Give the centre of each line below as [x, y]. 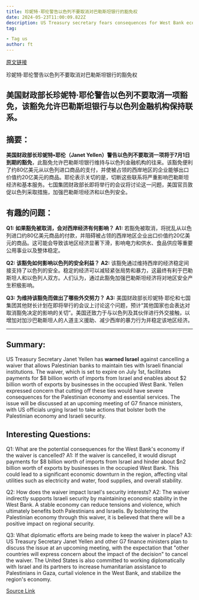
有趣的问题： [30, 212]
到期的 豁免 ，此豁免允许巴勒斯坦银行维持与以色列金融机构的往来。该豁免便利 [99, 162]
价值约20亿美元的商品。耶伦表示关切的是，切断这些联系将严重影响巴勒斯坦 [98, 177]
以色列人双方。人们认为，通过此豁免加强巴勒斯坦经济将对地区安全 [107, 278]
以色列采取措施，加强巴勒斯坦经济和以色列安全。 [71, 192]
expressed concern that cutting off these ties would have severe [85, 390]
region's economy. [29, 579]
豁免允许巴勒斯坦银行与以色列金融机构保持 [107, 107]
